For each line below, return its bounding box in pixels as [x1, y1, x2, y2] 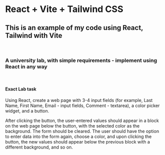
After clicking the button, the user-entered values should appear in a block [5, 117, 159, 123]
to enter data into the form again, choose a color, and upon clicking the [5, 133, 152, 139]
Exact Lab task [5, 86, 37, 92]
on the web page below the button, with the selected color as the [5, 122, 140, 128]
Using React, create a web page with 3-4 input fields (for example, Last [5, 97, 153, 103]
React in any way [5, 63, 48, 70]
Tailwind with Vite [5, 31, 63, 39]
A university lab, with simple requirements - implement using [5, 56, 157, 63]
